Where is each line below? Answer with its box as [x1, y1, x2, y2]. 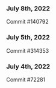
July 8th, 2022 [6, 4, 50, 13]
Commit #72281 [6, 76, 46, 83]
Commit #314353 [6, 47, 49, 54]
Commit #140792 [6, 18, 49, 25]
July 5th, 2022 [6, 33, 50, 42]
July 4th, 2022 [6, 62, 51, 70]
